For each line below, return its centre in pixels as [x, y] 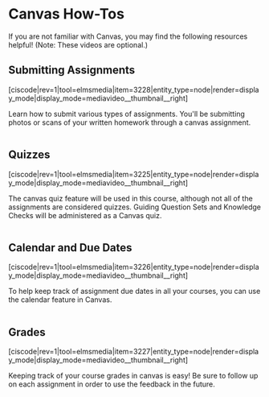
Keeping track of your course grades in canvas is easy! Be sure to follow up [133, 376]
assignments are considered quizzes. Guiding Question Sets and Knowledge [134, 207]
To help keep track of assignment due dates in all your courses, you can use [134, 292]
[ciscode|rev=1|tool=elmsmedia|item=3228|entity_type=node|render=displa [134, 89]
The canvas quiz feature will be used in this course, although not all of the [130, 198]
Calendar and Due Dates [70, 248]
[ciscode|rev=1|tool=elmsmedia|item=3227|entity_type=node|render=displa [134, 352]
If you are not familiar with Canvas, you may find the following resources [128, 36]
